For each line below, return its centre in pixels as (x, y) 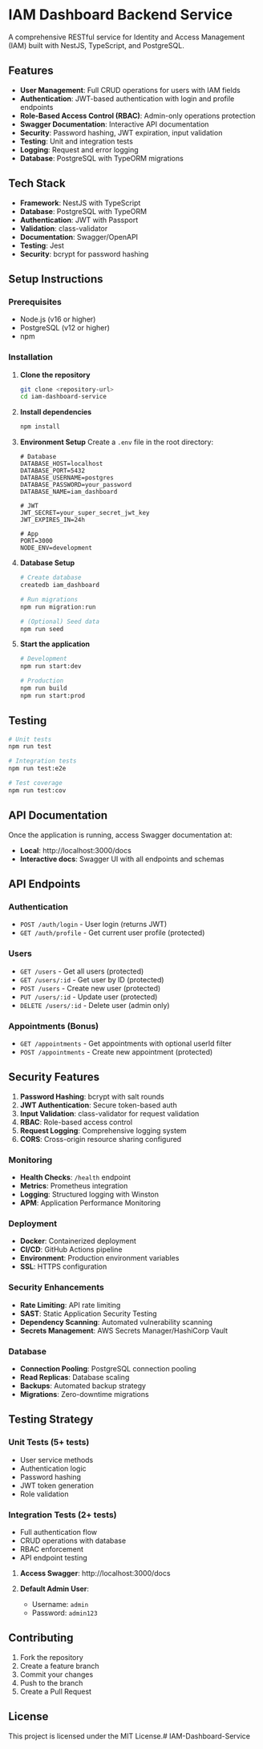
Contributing (41, 1638)
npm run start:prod (53, 695)
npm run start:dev (51, 666)
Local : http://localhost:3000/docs (76, 850)
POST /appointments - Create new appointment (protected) (116, 1051)
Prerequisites (35, 302)
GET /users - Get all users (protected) (82, 971)
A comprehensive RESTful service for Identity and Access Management (127, 37)
